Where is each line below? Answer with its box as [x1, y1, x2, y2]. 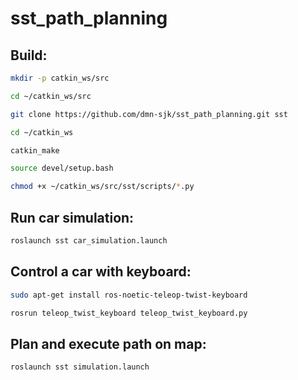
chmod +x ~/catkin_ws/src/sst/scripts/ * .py [10, 182, 195, 192]
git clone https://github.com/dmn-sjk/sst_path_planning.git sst [10, 109, 288, 119]
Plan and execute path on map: [10, 335, 207, 352]
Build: [10, 47, 48, 64]
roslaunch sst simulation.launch [10, 362, 150, 372]
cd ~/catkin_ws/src [10, 91, 92, 101]
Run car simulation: [10, 209, 135, 226]
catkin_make [10, 145, 60, 156]
